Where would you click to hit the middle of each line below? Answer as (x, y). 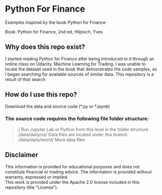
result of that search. (26, 79)
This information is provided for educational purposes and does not (72, 166)
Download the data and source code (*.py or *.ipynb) (57, 106)
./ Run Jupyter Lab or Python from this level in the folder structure (83, 129)
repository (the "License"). (32, 187)
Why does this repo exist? (45, 47)
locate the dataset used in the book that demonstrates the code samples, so (81, 69)
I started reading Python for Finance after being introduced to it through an (80, 59)
